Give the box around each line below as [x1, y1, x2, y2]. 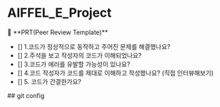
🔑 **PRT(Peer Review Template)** [7, 28, 108, 36]
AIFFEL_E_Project [7, 5, 112, 21]
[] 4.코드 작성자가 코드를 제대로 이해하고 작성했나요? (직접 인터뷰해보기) [17, 69, 214, 77]
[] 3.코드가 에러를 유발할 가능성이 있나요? [17, 59, 131, 68]
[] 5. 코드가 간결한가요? [17, 77, 82, 85]
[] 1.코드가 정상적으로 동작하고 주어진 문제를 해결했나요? [17, 42, 171, 50]
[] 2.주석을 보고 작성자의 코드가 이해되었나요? [17, 51, 142, 59]
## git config [7, 91, 44, 99]
